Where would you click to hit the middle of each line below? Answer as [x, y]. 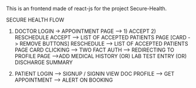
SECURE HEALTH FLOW [35, 20]
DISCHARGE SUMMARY [44, 62]
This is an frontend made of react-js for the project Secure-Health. [87, 9]
